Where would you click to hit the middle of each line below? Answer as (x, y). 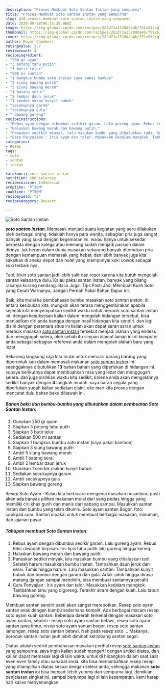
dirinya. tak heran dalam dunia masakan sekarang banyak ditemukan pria (79, 250)
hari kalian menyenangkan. (33, 682)
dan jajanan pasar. (24, 520)
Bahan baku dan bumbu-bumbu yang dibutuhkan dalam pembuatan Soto (82, 404)
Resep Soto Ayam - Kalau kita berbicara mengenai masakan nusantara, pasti (83, 494)
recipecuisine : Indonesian (33, 183)
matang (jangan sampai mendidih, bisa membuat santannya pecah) (81, 580)
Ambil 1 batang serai (33, 458)
